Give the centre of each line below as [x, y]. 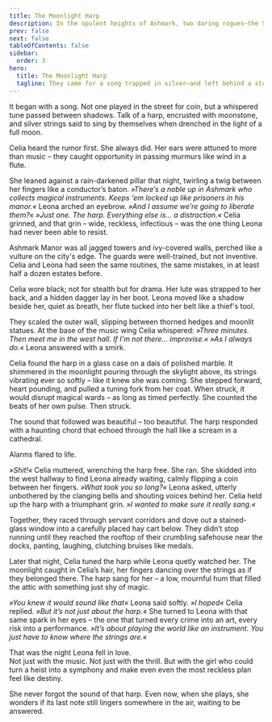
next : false [29, 38]
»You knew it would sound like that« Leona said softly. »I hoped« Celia [126, 603]
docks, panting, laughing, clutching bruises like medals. [102, 545]
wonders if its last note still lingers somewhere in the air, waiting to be [125, 702]
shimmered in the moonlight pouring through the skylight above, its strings [133, 371]
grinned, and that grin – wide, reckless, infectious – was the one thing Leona [136, 223]
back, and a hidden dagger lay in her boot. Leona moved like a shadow [127, 297]
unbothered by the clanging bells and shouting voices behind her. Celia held [136, 495]
